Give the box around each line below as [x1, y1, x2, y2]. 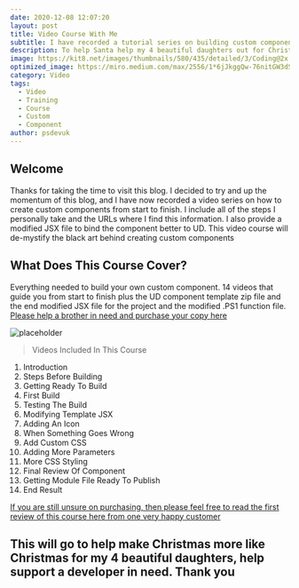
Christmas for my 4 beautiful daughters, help [10, 550, 265, 565]
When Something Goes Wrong [22, 427, 135, 438]
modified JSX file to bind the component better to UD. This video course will [10, 223, 288, 234]
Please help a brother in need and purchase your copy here [10, 310, 227, 321]
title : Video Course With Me [10, 29, 118, 38]
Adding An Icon [22, 418, 81, 429]
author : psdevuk [10, 129, 70, 138]
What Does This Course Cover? [10, 258, 187, 274]
